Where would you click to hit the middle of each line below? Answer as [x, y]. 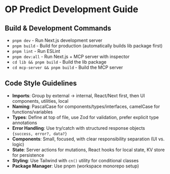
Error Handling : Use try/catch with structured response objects [79, 128]
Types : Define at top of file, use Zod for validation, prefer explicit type [85, 117]
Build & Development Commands [58, 28]
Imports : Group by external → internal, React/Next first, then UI [78, 96]
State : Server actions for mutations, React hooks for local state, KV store [88, 150]
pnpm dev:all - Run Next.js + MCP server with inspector [71, 56]
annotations [25, 123]
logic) [18, 144]
